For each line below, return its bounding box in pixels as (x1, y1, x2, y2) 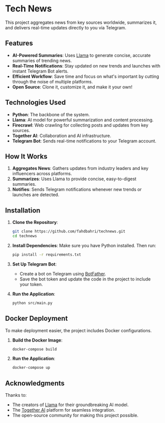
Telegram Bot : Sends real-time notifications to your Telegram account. (12, 138, 157, 144)
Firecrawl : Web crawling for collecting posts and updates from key (12, 122, 149, 128)
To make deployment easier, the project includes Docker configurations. (5, 327, 152, 333)
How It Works (5, 152, 48, 160)
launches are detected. (12, 192, 59, 198)
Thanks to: (5, 392, 27, 398)
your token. (19, 281, 43, 287)
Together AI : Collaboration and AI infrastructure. (12, 133, 111, 139)
